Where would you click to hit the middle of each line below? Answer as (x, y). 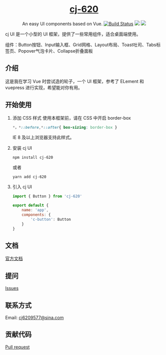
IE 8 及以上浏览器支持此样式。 (43, 137)
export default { (30, 206)
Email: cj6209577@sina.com (34, 317)
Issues (12, 288)
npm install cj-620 (33, 158)
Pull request (17, 347)
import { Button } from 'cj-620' (47, 196)
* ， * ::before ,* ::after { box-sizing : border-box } (65, 127)
